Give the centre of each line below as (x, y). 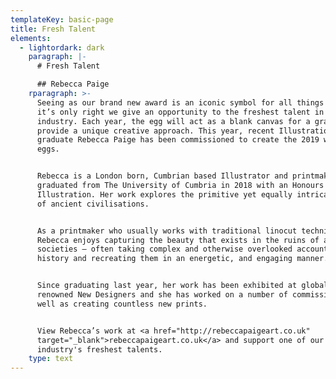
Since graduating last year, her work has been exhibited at (167, 286)
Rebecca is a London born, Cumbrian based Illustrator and (162, 176)
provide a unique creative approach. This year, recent (155, 131)
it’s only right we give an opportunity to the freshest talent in (180, 112)
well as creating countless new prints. (122, 304)
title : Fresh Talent (53, 29)
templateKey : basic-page (62, 19)
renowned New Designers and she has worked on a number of (162, 295)
